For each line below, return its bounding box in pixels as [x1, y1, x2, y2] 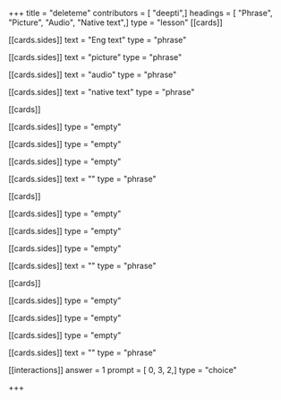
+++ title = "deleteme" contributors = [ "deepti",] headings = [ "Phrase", [8, 8, 274, 18]
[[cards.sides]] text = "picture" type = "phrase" [8, 52, 183, 62]
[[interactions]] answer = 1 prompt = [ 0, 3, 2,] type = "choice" [8, 365, 238, 375]
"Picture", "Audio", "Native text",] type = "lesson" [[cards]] [8, 17, 223, 28]
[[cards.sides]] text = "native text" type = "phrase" [8, 87, 195, 97]
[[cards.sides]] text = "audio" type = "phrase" [8, 69, 177, 80]
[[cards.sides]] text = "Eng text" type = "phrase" [8, 35, 187, 45]
